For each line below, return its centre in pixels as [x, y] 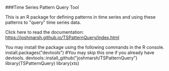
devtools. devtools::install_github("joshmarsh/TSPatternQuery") [71, 58]
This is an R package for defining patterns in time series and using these [80, 17]
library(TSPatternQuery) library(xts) [42, 63]
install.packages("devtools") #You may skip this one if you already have [80, 53]
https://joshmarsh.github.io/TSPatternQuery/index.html [62, 38]
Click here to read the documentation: [45, 32]
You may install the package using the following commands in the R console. [85, 47]
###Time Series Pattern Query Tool [42, 7]
